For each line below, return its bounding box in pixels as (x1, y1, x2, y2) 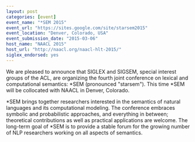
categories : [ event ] (6, 14, 57, 20)
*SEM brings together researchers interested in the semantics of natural (6, 98, 181, 105)
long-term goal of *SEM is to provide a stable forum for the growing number (6, 123, 190, 130)
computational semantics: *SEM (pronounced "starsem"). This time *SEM (6, 80, 185, 88)
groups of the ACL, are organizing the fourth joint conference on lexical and (6, 74, 189, 81)
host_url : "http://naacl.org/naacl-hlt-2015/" (6, 47, 122, 53)
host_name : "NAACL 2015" (6, 41, 67, 47)
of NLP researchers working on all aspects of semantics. (6, 129, 143, 136)
